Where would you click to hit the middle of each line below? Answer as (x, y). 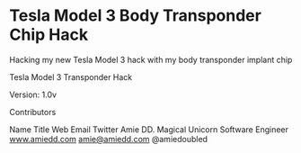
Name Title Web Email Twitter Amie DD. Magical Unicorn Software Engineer (149, 129)
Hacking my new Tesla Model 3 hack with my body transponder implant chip (151, 59)
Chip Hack (49, 35)
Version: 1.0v (33, 94)
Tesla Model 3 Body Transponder (136, 16)
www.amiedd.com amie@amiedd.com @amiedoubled (109, 139)
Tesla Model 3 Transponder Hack (71, 76)
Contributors (33, 112)
